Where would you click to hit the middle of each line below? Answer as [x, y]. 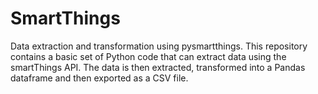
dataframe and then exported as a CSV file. [99, 78]
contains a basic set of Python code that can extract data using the [148, 56]
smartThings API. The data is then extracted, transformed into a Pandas [158, 67]
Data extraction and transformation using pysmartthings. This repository [159, 46]
